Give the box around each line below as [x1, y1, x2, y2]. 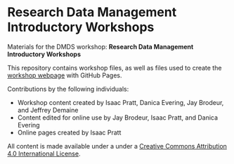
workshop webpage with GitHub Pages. [7, 71, 122, 80]
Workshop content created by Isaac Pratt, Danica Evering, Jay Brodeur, [17, 98, 224, 106]
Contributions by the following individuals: [7, 84, 129, 93]
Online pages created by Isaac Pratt [17, 128, 122, 137]
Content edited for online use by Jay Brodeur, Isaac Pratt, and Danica [17, 113, 219, 122]
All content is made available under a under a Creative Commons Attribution [7, 141, 227, 150]
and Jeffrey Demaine [17, 106, 79, 114]
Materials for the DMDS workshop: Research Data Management [7, 42, 194, 51]
